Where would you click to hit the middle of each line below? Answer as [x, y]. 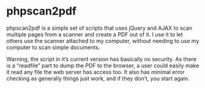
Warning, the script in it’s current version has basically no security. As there [102, 59]
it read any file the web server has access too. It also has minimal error [95, 72]
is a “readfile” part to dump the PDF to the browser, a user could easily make [103, 66]
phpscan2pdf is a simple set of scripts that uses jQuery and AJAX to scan [99, 28]
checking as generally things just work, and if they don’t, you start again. [98, 78]
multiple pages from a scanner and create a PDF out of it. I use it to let [95, 34]
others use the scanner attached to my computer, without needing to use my [103, 41]
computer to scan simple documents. [53, 47]
